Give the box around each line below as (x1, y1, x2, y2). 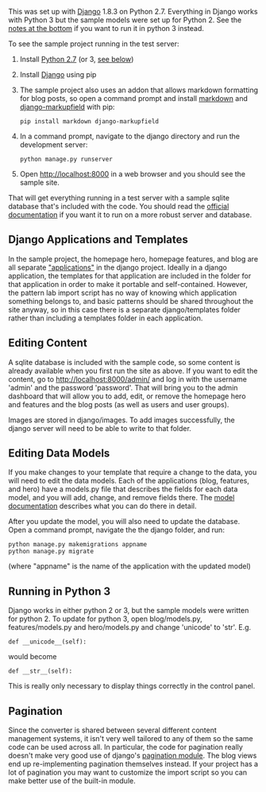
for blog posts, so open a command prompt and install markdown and (19, 94, 249, 103)
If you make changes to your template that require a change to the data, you (8, 468, 257, 477)
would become (8, 652, 57, 662)
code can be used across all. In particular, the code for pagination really (8, 743, 244, 752)
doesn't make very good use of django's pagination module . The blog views (8, 751, 257, 760)
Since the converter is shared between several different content (8, 725, 217, 735)
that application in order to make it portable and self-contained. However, (8, 279, 249, 289)
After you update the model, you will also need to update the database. (8, 517, 241, 526)
